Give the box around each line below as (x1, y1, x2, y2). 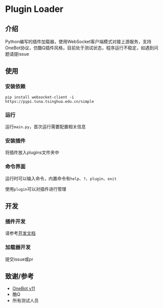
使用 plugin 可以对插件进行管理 (5, 186, 66, 192)
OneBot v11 (12, 286, 36, 292)
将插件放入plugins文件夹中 (5, 150, 59, 155)
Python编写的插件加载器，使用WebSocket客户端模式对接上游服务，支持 (5, 39, 152, 44)
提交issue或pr (5, 256, 34, 262)
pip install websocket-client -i (5, 94, 74, 100)
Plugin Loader (5, 3, 63, 15)
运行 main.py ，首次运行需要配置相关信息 (5, 123, 86, 130)
